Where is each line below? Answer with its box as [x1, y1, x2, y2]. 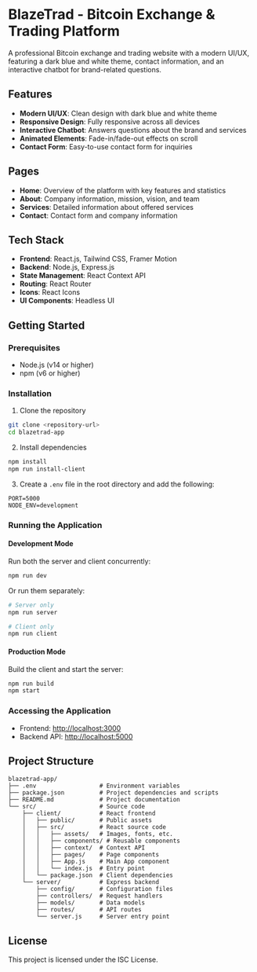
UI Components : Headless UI [19, 296, 115, 306]
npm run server [8, 608, 58, 616]
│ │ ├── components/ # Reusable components [22, 837, 180, 845]
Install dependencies [19, 442, 88, 453]
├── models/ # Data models [36, 899, 146, 907]
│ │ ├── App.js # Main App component [22, 858, 170, 866]
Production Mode [8, 647, 67, 656]
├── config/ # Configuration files [36, 886, 174, 893]
